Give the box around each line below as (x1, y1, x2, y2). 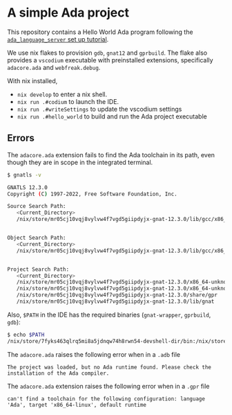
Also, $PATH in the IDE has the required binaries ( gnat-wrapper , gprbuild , (7, 310, 211, 319)
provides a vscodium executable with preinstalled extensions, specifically (7, 55, 213, 64)
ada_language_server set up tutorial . (7, 35, 109, 43)
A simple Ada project (7, 5, 130, 21)
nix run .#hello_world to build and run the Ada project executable (17, 112, 207, 121)
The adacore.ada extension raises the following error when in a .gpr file (7, 382, 210, 390)
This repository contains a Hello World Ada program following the (7, 28, 193, 36)
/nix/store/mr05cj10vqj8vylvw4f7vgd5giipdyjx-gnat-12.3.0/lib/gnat (16, 298, 215, 305)
